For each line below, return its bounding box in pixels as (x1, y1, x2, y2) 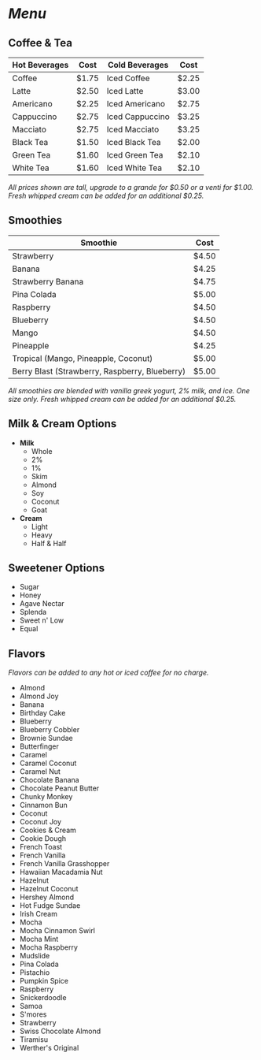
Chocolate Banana (19, 775, 80, 785)
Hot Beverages (12, 60, 69, 70)
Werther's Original (19, 1043, 79, 1053)
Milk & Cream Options (8, 417, 117, 430)
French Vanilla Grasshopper (19, 859, 110, 868)
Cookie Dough (19, 834, 67, 843)
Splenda (19, 608, 47, 617)
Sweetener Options (8, 561, 105, 575)
